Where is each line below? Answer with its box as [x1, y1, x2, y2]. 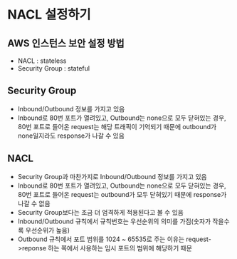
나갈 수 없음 [17, 199, 51, 208]
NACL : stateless [17, 56, 67, 65]
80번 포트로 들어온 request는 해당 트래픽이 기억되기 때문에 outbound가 [17, 122, 217, 131]
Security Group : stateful [17, 64, 90, 72]
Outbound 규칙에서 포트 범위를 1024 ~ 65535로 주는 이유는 [17, 235, 185, 243]
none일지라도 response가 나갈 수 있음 [17, 131, 125, 140]
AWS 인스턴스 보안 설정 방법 [7, 37, 125, 49]
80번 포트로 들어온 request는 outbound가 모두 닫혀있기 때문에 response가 [17, 190, 227, 198]
